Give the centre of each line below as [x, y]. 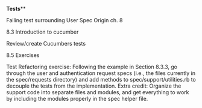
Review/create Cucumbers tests [46, 43]
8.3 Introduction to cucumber [43, 32]
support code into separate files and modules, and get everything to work [98, 92]
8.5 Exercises [23, 55]
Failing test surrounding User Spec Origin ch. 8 [65, 20]
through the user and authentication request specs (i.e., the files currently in [101, 73]
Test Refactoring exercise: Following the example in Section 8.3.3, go [92, 67]
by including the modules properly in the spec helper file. [77, 99]
